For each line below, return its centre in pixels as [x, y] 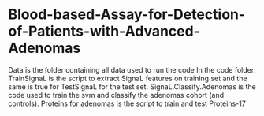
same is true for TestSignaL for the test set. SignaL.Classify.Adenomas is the [132, 86]
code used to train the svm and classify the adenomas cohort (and [116, 95]
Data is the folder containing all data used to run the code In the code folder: [132, 69]
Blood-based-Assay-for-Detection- [127, 15]
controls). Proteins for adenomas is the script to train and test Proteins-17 [127, 103]
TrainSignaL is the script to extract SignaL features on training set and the [128, 78]
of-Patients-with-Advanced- [104, 31]
